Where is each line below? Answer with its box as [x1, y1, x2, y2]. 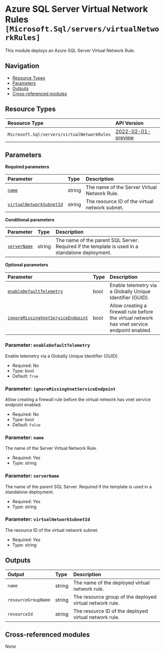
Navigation [5, 62, 39, 70]
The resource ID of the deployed [73, 608, 148, 615]
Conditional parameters [5, 217, 55, 223]
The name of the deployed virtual [73, 579, 150, 586]
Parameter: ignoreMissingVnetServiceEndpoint [5, 385, 116, 392]
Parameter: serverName [5, 472, 59, 479]
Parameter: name [5, 434, 44, 441]
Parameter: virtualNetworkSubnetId [5, 516, 90, 523]
